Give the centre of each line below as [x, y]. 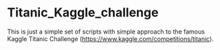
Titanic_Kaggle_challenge [83, 13]
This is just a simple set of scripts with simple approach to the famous [106, 32]
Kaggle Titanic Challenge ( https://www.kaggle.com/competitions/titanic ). [111, 38]
